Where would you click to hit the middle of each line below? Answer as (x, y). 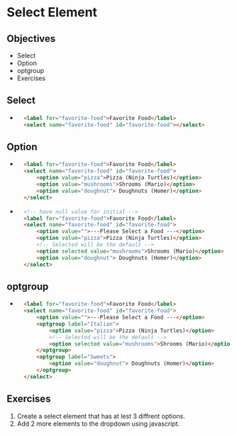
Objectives (31, 39)
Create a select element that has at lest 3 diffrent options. (101, 416)
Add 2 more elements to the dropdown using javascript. (98, 424)
